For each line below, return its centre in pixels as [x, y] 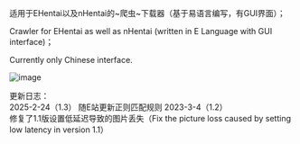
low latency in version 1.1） [59, 130]
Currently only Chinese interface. [71, 60]
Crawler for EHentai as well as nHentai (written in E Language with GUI [141, 31]
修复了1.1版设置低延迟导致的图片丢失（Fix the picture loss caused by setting [150, 118]
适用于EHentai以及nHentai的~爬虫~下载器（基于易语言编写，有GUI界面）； [148, 13]
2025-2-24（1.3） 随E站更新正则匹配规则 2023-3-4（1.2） [118, 107]
